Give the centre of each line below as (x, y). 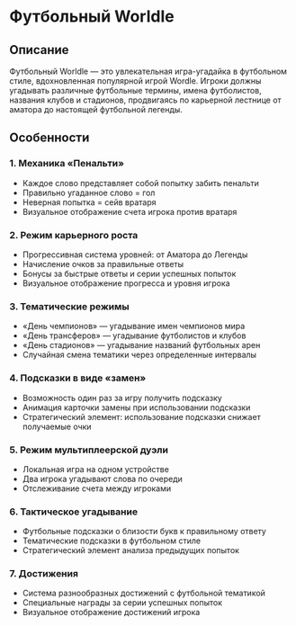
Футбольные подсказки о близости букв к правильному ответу (144, 532)
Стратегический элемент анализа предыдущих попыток (131, 550)
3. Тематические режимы (69, 306)
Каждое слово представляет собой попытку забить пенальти (140, 183)
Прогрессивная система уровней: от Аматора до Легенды (135, 255)
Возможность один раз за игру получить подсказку (122, 398)
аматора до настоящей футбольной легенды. (96, 109)
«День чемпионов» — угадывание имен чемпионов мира (134, 326)
